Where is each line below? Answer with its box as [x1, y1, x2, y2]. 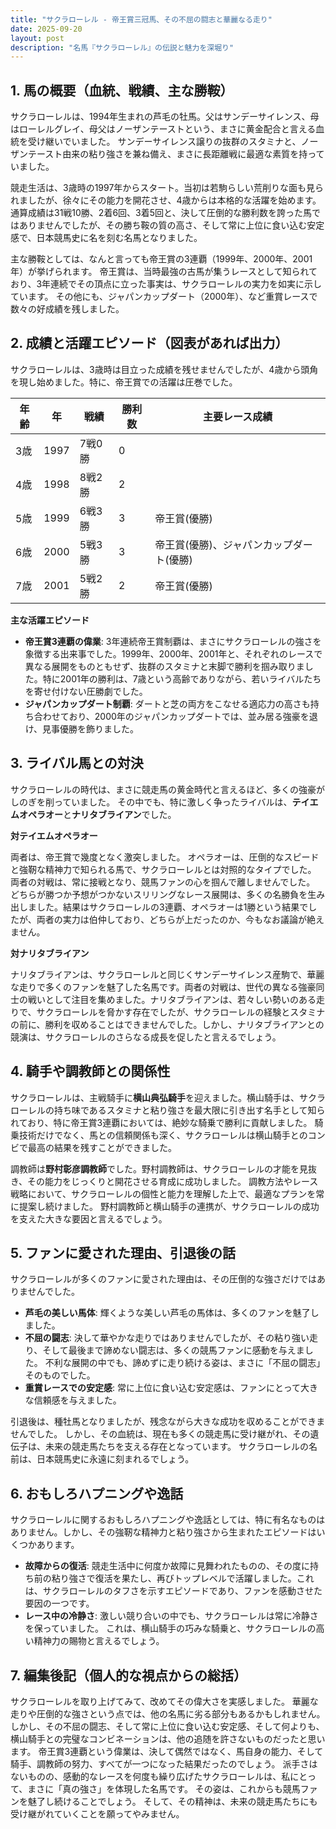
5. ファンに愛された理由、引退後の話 [10, 1244, 236, 1261]
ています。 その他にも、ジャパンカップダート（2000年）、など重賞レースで [10, 291, 318, 303]
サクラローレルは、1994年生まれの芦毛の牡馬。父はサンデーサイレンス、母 [10, 111, 320, 123]
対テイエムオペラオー [10, 829, 98, 841]
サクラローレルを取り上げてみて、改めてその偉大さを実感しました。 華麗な [10, 1695, 319, 1707]
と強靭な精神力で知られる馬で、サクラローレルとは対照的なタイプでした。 [10, 863, 317, 875]
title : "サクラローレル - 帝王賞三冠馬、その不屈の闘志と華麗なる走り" [10, 14, 273, 25]
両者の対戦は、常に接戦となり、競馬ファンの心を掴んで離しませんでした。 [10, 876, 316, 888]
